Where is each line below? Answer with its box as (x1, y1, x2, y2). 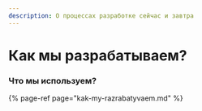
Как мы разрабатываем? (8, 46, 187, 64)
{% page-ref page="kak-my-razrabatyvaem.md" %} (8, 93, 184, 103)
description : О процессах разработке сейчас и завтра (8, 11, 195, 20)
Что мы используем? (8, 75, 97, 86)
